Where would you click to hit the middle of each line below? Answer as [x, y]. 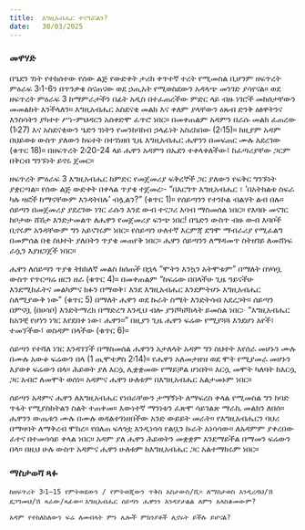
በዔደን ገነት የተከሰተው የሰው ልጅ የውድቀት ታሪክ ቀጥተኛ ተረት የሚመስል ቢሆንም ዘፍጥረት [145, 78]
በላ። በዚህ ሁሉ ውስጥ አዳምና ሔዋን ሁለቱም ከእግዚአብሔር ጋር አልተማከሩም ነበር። [134, 449]
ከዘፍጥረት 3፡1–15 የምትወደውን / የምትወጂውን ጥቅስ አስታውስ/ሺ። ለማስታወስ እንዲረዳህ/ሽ [141, 492]
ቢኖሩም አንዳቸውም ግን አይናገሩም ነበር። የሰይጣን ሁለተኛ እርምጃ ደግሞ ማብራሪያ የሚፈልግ [147, 230]
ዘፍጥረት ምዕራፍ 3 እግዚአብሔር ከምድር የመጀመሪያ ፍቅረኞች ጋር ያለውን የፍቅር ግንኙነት [143, 178]
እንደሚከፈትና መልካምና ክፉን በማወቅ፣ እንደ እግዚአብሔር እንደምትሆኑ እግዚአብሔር [135, 289]
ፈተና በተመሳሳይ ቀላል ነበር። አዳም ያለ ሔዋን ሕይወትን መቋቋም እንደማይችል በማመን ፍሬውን [150, 438]
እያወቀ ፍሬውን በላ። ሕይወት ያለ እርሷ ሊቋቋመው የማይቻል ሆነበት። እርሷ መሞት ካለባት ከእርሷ [153, 369]
